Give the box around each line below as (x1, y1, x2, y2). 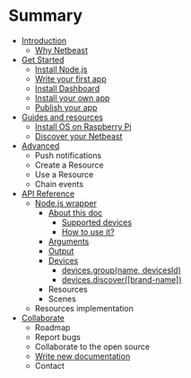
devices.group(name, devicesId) (61, 265, 181, 275)
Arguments (48, 236, 90, 247)
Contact (34, 360, 65, 371)
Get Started (21, 54, 65, 65)
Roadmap (34, 321, 71, 333)
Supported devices (61, 217, 132, 228)
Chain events (34, 178, 84, 189)
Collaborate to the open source (34, 341, 150, 352)
